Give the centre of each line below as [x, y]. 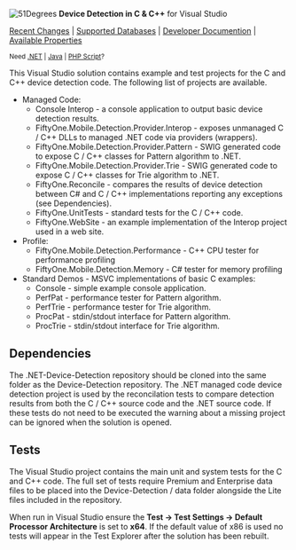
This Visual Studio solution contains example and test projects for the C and [148, 73]
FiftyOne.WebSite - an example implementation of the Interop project [161, 222]
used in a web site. [70, 232]
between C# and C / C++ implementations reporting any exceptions [159, 194]
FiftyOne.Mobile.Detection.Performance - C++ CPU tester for [147, 250]
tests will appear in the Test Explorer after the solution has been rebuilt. [139, 536]
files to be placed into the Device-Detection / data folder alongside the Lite [145, 490]
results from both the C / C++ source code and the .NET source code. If [140, 403]
